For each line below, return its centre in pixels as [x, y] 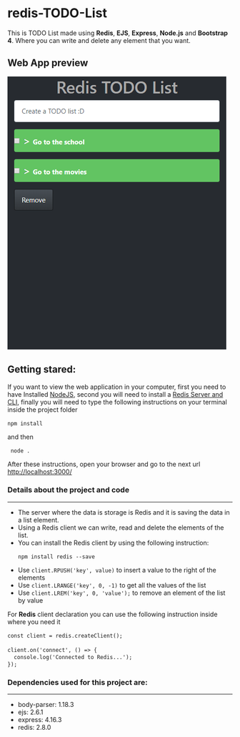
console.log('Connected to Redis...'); [73, 657]
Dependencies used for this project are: [77, 682]
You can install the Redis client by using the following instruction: [113, 543]
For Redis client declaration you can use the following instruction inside [112, 614]
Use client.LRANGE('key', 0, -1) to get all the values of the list [112, 585]
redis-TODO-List [57, 13]
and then [20, 437]
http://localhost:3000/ [40, 471]
